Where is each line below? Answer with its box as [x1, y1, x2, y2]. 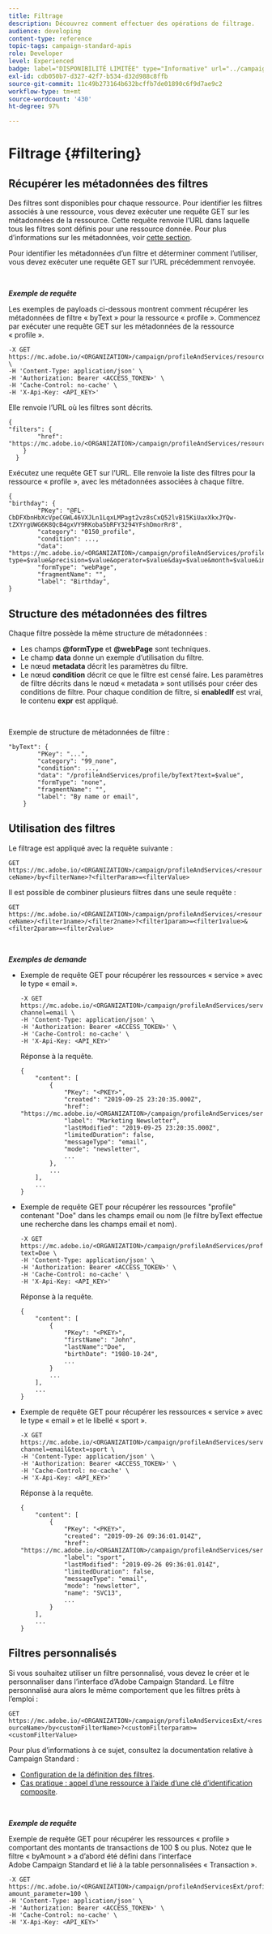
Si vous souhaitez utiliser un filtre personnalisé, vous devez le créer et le [8, 1668, 249, 1678]
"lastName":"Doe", [63, 1342, 126, 1351]
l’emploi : [8, 1694, 39, 1704]
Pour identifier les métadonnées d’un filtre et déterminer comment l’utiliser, [8, 248, 258, 258]
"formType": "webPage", [37, 563, 117, 572]
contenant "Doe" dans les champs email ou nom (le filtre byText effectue [19, 1210, 263, 1220]
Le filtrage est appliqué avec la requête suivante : [8, 843, 173, 853]
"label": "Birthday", [37, 578, 111, 586]
